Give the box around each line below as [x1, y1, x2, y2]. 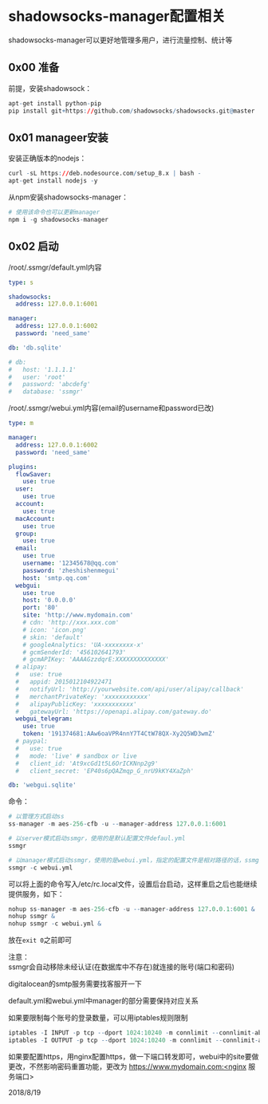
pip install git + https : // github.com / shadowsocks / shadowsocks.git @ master [8, 107, 255, 115]
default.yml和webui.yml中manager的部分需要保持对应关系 [8, 996, 199, 1006]
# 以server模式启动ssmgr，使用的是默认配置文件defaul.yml [8, 834, 186, 842]
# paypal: [15, 737, 48, 745]
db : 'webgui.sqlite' [8, 781, 77, 790]
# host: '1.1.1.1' [8, 365, 77, 373]
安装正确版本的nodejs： [8, 153, 87, 164]
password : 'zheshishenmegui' [22, 566, 120, 574]
